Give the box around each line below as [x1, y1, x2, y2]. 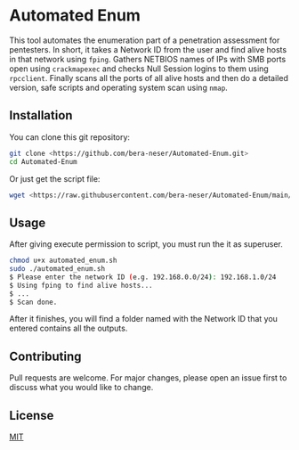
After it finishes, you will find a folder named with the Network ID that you [9, 314, 279, 324]
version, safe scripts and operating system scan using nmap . [9, 82, 229, 93]
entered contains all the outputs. [9, 323, 128, 334]
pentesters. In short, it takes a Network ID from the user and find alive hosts [9, 44, 287, 54]
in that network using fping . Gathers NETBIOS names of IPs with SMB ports [9, 53, 287, 64]
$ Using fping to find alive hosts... [9, 281, 153, 290]
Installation [9, 108, 73, 123]
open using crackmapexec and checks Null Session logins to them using [9, 63, 269, 74]
